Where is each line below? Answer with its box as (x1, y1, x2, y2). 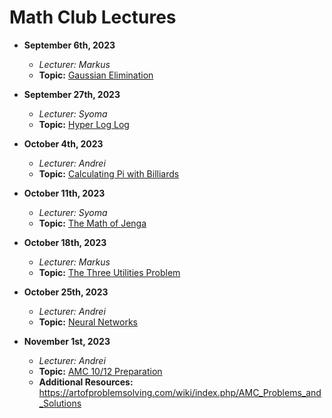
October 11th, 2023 (23, 187, 106, 199)
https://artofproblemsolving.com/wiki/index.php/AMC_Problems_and (38, 386, 322, 398)
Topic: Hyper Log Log (38, 118, 130, 130)
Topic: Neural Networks (38, 316, 139, 328)
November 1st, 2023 (23, 335, 111, 347)
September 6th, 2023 (23, 39, 116, 51)
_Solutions (38, 397, 82, 409)
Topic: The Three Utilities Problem (38, 266, 181, 278)
